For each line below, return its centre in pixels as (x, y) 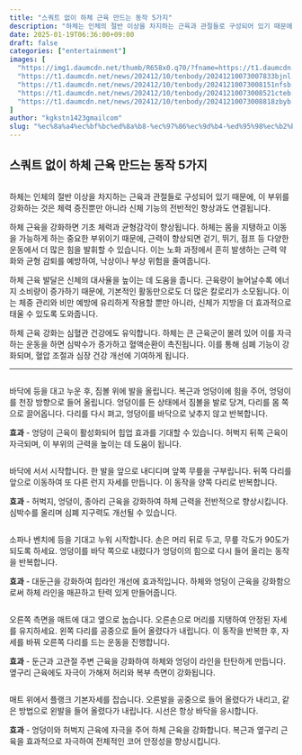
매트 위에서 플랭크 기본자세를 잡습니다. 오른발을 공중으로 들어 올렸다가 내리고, (145, 699)
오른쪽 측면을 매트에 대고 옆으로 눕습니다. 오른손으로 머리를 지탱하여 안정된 (140, 619)
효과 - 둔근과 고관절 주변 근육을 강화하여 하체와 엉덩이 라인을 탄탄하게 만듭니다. (147, 661)
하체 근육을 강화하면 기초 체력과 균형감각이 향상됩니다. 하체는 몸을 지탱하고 (140, 227)
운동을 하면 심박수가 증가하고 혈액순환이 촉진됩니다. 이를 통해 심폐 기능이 (153, 344)
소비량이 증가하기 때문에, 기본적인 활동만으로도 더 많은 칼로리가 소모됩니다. (149, 291)
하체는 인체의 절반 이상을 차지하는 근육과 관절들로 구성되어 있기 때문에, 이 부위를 (150, 196)
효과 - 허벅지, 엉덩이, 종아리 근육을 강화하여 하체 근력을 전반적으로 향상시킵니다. (149, 501)
